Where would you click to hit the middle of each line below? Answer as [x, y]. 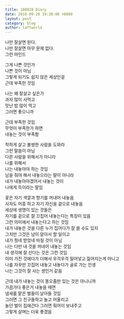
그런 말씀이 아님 [20, 151]
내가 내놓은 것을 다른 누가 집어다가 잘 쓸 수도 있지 [52, 228]
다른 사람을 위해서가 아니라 [30, 157]
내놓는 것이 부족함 [22, 134]
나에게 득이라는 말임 [24, 187]
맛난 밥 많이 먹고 [21, 106]
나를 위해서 [16, 163]
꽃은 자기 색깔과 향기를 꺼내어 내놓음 [39, 198]
